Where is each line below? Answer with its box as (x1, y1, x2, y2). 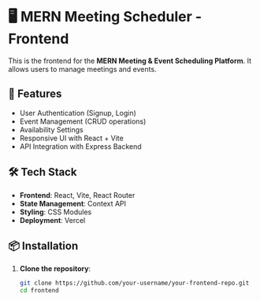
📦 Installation (8, 239, 79, 252)
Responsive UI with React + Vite (19, 133, 124, 143)
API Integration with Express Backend (19, 141, 142, 151)
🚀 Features (8, 87, 62, 101)
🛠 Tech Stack (8, 165, 77, 179)
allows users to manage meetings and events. (8, 64, 157, 73)
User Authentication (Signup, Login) (19, 108, 136, 117)
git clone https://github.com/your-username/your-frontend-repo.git (19, 279, 250, 288)
